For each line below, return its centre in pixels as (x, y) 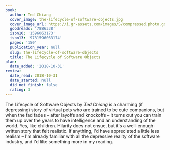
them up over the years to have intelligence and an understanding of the (80, 120)
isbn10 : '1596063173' (33, 33)
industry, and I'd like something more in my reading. (59, 141)
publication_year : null (35, 47)
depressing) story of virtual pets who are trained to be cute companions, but (85, 110)
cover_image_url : (28, 24)
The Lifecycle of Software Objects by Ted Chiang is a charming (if (74, 104)
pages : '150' (24, 43)
